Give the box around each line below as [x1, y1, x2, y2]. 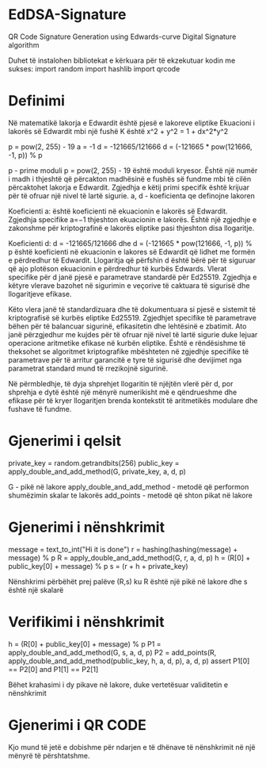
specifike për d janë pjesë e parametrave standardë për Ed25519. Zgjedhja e [8, 272, 257, 282]
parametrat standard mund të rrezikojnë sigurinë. [8, 363, 169, 373]
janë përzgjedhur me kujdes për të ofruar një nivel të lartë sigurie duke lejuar [8, 329, 258, 339]
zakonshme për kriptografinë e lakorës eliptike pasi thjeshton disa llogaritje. [8, 223, 255, 232]
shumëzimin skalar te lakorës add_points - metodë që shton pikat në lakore [8, 490, 253, 500]
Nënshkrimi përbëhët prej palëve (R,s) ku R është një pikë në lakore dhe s [8, 577, 248, 586]
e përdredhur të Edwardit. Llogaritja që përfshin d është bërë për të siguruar [8, 255, 256, 265]
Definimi [8, 92, 66, 110]
